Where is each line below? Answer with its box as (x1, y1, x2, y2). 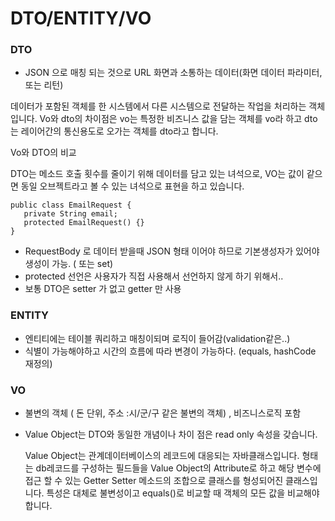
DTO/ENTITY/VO (10, 7, 152, 30)
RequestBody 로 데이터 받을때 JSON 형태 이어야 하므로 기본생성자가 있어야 (24, 245, 320, 257)
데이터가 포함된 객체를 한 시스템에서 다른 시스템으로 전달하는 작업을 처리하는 (10, 100, 307, 112)
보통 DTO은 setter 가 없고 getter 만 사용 (24, 283, 182, 295)
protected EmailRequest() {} (23, 218, 145, 228)
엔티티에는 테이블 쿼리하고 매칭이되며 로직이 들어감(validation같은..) (24, 332, 291, 344)
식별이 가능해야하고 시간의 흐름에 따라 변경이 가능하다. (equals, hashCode (24, 345, 317, 357)
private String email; (23, 209, 118, 219)
